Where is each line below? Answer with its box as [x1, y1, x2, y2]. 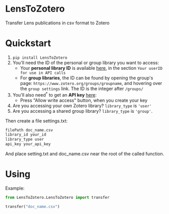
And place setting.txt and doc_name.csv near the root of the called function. [5, 151, 164, 157]
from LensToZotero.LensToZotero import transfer [5, 195, 110, 200]
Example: [5, 185, 25, 191]
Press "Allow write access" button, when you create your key [20, 97, 148, 103]
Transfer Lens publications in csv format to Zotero [5, 20, 110, 26]
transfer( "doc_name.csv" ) [5, 204, 60, 209]
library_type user [5, 137, 44, 142]
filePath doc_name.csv [5, 127, 53, 133]
